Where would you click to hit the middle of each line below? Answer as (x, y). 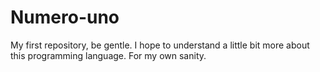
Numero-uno (65, 17)
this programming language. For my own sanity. (108, 55)
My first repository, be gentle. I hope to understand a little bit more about (160, 45)
